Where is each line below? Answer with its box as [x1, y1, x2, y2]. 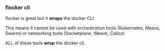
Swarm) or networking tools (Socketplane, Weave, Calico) [5, 30, 125, 36]
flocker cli [5, 4, 30, 11]
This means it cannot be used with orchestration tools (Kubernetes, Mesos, [5, 25, 160, 31]
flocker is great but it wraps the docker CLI [5, 15, 94, 21]
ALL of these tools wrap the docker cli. [5, 40, 86, 46]
